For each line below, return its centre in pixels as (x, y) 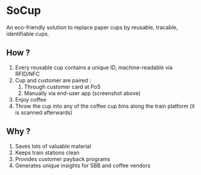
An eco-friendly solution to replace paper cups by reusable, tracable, (92, 27)
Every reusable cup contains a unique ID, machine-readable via (94, 67)
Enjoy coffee (30, 99)
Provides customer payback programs (62, 159)
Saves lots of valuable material (53, 146)
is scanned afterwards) (44, 112)
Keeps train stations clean (47, 153)
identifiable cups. (28, 33)
